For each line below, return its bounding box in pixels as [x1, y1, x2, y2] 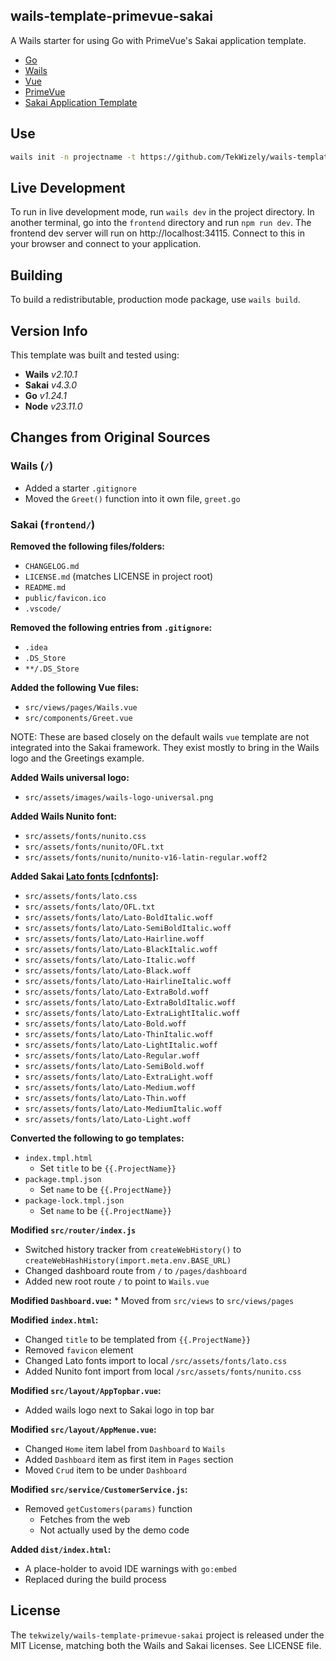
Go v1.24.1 [24, 389, 67, 401]
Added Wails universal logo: [10, 771, 130, 783]
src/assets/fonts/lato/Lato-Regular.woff [24, 1050, 200, 1061]
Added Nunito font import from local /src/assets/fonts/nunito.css [24, 1365, 302, 1377]
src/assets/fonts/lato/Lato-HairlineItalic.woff [24, 976, 232, 986]
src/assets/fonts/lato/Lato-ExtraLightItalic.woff [24, 1008, 241, 1018]
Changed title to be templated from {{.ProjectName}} [24, 1333, 252, 1345]
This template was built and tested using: [10, 349, 180, 361]
